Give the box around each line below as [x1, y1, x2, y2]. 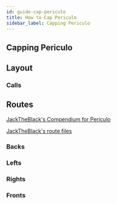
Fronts [6, 191, 26, 199]
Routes [6, 100, 34, 110]
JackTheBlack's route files [6, 127, 72, 135]
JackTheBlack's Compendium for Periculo [6, 115, 111, 123]
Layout [6, 63, 33, 73]
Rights [6, 174, 26, 183]
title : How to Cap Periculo [6, 14, 77, 21]
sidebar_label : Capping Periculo [6, 20, 90, 26]
